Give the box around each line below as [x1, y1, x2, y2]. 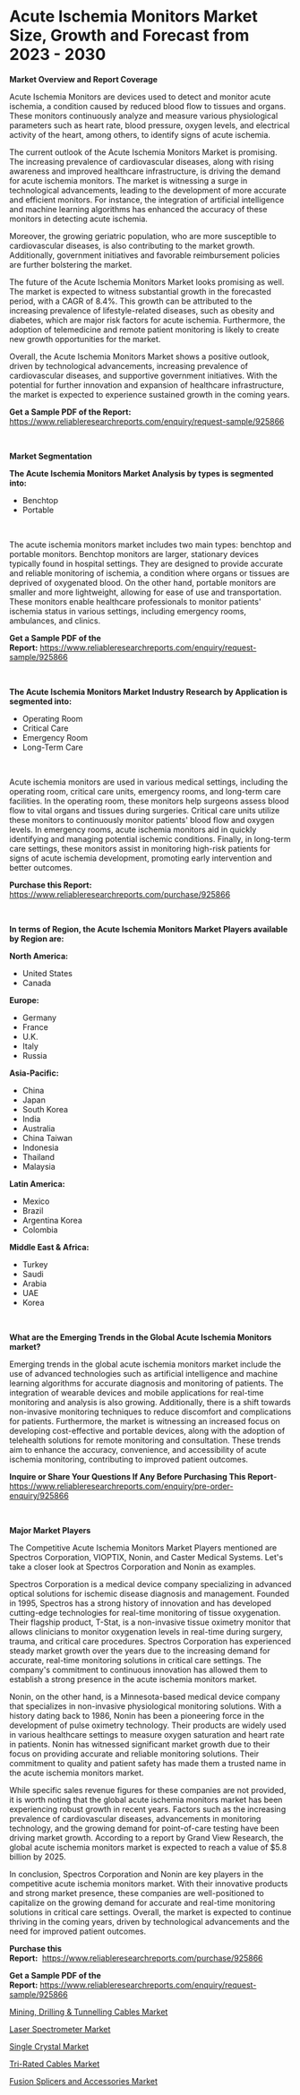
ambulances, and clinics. [9, 615, 101, 626]
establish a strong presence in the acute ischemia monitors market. [9, 1673, 258, 1685]
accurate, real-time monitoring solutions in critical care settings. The [9, 1654, 261, 1665]
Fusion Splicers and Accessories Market [9, 2075, 159, 2086]
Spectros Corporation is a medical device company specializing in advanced [9, 1578, 292, 1589]
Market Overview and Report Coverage [9, 73, 159, 84]
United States [21, 967, 73, 978]
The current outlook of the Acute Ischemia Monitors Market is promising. [9, 146, 278, 158]
